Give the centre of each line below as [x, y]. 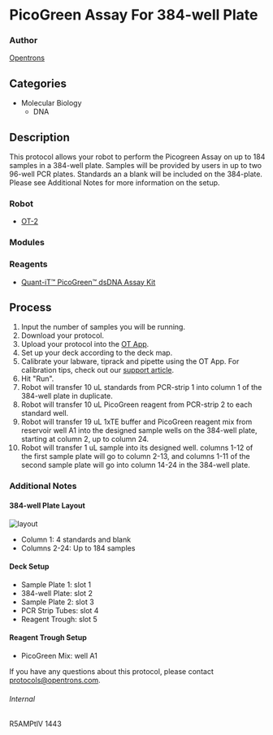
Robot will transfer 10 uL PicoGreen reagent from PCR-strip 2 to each [136, 404]
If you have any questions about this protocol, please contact [111, 671]
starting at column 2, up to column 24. [85, 439]
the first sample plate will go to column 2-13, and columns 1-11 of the [135, 456]
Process [30, 307]
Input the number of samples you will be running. [103, 327]
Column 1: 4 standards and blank [76, 539]
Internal [22, 698]
